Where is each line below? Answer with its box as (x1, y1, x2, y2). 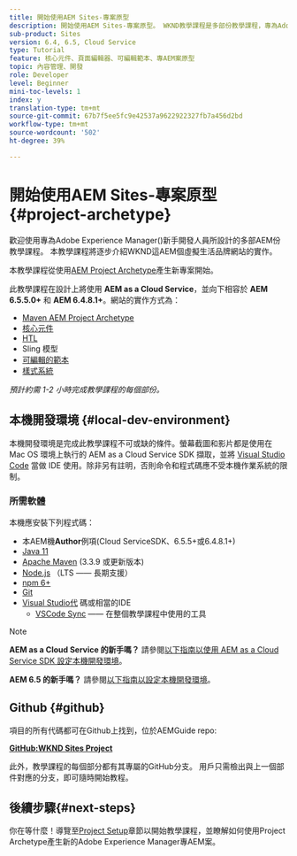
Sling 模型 (21, 343, 59, 354)
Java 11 (21, 545, 49, 556)
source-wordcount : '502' (9, 128, 101, 137)
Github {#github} (9, 700, 105, 715)
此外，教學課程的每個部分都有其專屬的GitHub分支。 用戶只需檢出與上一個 (9, 760, 277, 771)
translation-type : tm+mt (9, 104, 101, 112)
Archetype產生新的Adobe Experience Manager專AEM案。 (9, 837, 221, 847)
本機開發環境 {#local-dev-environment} (9, 413, 232, 428)
